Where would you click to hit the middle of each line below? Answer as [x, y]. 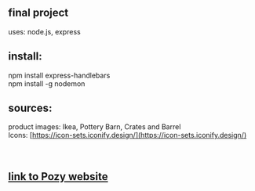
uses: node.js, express [44, 31]
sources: [30, 108]
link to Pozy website [58, 177]
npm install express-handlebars [59, 75]
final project [38, 13]
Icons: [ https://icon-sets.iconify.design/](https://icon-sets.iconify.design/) [127, 135]
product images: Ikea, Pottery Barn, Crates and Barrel [95, 127]
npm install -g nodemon [47, 83]
